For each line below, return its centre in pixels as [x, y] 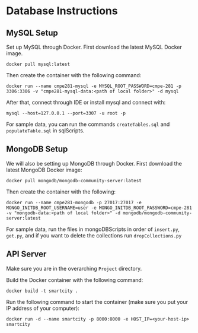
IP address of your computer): [43, 308]
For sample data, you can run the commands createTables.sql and [88, 124]
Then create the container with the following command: [74, 75]
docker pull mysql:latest [38, 64]
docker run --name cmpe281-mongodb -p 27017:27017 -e [74, 202]
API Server [26, 254]
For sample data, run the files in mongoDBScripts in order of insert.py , [93, 229]
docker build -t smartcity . [42, 291]
